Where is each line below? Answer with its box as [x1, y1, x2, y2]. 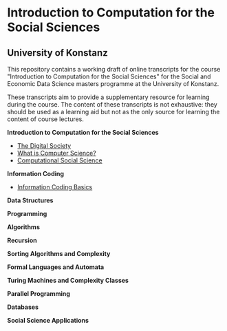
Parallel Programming [7, 290, 71, 297]
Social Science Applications [7, 317, 89, 324]
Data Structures [7, 196, 54, 204]
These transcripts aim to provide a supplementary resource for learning [7, 93, 210, 101]
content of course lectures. [7, 115, 85, 123]
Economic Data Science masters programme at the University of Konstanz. [7, 80, 219, 87]
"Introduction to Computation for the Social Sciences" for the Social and [7, 72, 211, 81]
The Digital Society [17, 142, 72, 149]
